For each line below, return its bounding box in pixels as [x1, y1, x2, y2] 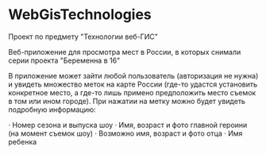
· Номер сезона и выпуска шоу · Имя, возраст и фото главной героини [8, 120, 248, 129]
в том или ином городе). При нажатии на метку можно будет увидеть [8, 96, 246, 106]
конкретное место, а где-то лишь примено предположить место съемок [8, 87, 256, 97]
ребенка [8, 137, 37, 146]
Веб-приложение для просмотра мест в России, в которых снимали [8, 47, 241, 56]
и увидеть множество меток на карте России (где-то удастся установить [8, 79, 258, 89]
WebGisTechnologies [8, 6, 152, 24]
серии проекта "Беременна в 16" [8, 56, 121, 65]
